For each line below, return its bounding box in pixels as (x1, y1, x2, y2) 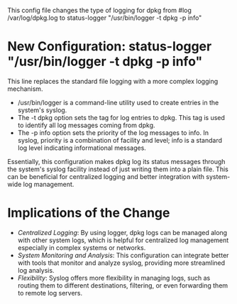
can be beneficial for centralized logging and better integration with (7, 172, 204, 180)
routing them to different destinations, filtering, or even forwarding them (17, 281, 228, 290)
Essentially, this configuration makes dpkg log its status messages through (7, 157, 226, 165)
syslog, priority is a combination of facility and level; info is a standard (17, 136, 222, 144)
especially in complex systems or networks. (17, 243, 146, 251)
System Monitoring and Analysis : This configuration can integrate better (17, 251, 229, 259)
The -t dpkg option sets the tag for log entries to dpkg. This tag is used (17, 113, 226, 121)
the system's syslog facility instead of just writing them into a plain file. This (7, 165, 228, 173)
